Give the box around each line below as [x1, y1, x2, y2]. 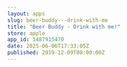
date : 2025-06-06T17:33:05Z [7, 43, 90, 50]
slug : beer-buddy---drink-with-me [7, 17, 109, 24]
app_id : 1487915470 [7, 36, 65, 43]
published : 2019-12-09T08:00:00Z [7, 50, 105, 57]
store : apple [7, 29, 46, 37]
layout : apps [7, 10, 46, 17]
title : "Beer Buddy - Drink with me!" [7, 23, 121, 30]
